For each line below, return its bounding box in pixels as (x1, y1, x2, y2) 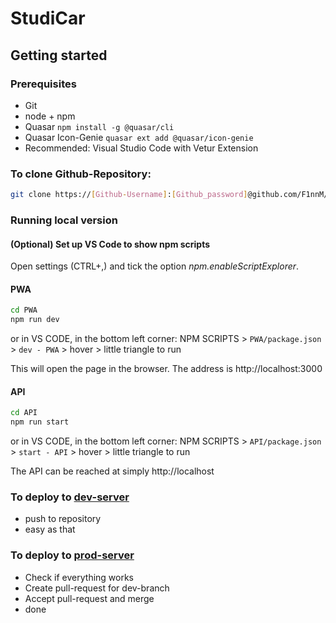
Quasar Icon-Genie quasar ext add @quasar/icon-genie (24, 131, 254, 143)
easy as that (24, 523, 76, 536)
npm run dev (10, 315, 60, 325)
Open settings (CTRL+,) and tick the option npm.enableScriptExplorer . (10, 260, 300, 272)
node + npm (24, 110, 76, 122)
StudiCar (10, 7, 86, 30)
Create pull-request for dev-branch (24, 582, 170, 594)
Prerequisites (10, 77, 77, 91)
